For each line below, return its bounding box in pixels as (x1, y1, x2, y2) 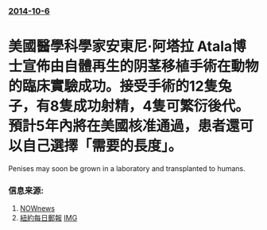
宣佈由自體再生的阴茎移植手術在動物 (22, 57, 260, 76)
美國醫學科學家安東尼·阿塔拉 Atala (8, 37, 233, 56)
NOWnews (19, 204, 56, 213)
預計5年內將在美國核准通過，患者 (8, 117, 226, 135)
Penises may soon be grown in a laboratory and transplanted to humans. (8, 163, 246, 173)
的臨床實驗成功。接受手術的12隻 (8, 77, 219, 96)
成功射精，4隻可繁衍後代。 (72, 97, 250, 115)
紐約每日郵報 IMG (19, 213, 78, 223)
